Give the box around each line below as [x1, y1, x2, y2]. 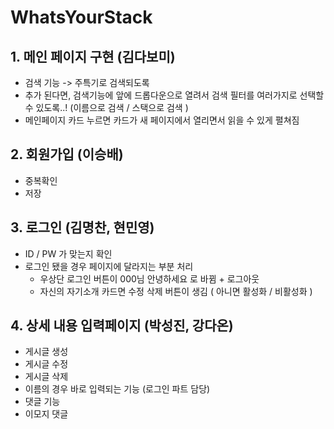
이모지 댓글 [24, 408, 69, 420]
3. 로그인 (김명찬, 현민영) [10, 219, 155, 236]
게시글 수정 [24, 358, 69, 370]
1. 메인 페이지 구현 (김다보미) [10, 48, 176, 65]
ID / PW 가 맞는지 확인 [24, 247, 113, 260]
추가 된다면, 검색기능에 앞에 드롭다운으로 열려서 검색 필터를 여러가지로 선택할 [24, 89, 325, 101]
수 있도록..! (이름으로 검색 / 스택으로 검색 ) [24, 102, 189, 113]
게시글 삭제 [24, 371, 69, 383]
